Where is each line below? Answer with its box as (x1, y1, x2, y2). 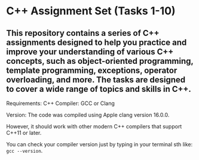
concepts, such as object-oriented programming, (6, 56, 194, 66)
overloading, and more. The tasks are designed (6, 75, 186, 85)
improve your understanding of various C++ (6, 47, 174, 57)
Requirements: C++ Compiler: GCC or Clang (6, 100, 115, 107)
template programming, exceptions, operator (6, 65, 177, 75)
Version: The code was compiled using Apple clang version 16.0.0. (6, 112, 170, 118)
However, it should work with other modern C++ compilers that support (6, 123, 182, 130)
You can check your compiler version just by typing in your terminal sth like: (6, 141, 193, 147)
